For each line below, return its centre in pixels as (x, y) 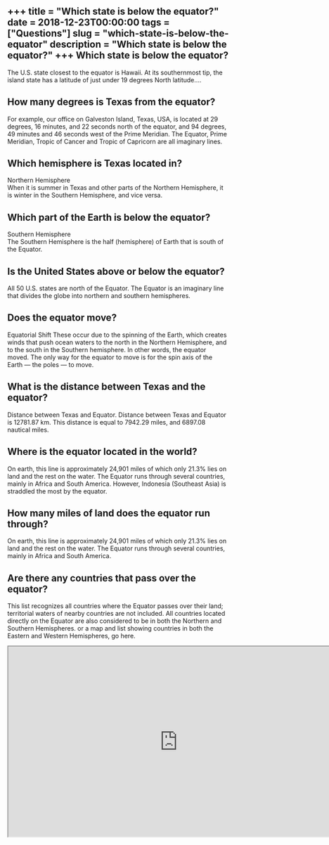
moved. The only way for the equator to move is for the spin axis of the (110, 357)
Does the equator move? (62, 318)
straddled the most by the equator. (57, 491)
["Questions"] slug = (54, 33)
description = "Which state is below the (138, 45)
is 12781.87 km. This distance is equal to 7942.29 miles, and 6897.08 (107, 422)
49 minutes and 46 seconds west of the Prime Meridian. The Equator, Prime (117, 134)
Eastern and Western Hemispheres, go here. (71, 636)
